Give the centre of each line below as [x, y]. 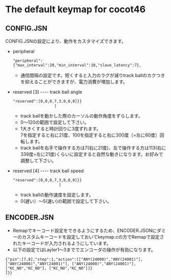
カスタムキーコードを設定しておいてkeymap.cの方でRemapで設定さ [93, 237]
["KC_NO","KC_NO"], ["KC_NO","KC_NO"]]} [49, 268]
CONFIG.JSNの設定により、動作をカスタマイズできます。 [66, 41]
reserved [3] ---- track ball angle [47, 92]
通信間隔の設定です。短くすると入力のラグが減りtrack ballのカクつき [93, 75]
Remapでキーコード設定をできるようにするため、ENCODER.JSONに [85, 230]
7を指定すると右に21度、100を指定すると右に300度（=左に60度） [90, 135]
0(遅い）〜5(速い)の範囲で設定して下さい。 [66, 201]
